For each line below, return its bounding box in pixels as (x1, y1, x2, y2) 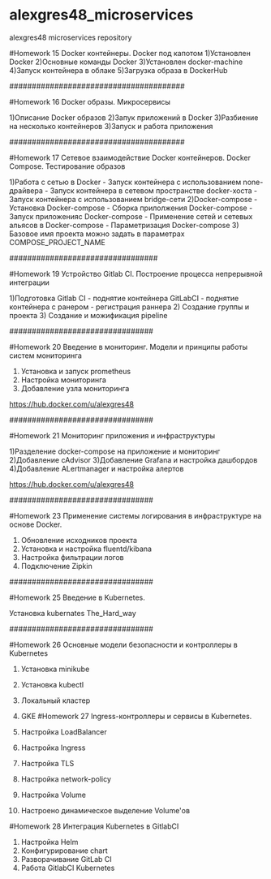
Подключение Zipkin (20, 561, 92, 571)
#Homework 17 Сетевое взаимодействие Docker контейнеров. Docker (9, 153, 251, 162)
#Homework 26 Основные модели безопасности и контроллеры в (9, 640, 238, 649)
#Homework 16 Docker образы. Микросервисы (9, 97, 171, 106)
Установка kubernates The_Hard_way (9, 608, 136, 618)
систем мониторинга (9, 351, 82, 360)
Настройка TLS (20, 758, 75, 768)
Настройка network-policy (20, 773, 112, 784)
